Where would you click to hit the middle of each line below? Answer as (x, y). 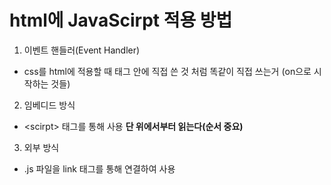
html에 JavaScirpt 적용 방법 (121, 20)
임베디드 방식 (49, 105)
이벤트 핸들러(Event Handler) (82, 50)
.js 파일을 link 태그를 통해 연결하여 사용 (99, 168)
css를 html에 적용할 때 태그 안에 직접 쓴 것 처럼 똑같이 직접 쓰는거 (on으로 (167, 71)
